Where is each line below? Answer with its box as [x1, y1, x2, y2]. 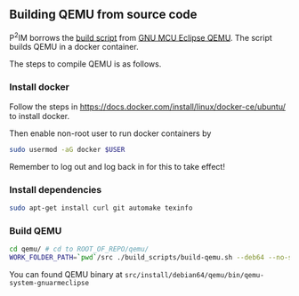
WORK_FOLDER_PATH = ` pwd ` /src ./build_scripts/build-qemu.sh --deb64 [9, 252, 265, 261]
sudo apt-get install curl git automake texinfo [9, 204, 193, 212]
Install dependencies [9, 183, 102, 196]
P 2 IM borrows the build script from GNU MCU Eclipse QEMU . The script [9, 30, 273, 43]
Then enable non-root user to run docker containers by [9, 128, 212, 139]
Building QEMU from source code [9, 7, 198, 22]
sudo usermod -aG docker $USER [9, 145, 125, 154]
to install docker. [9, 110, 69, 121]
